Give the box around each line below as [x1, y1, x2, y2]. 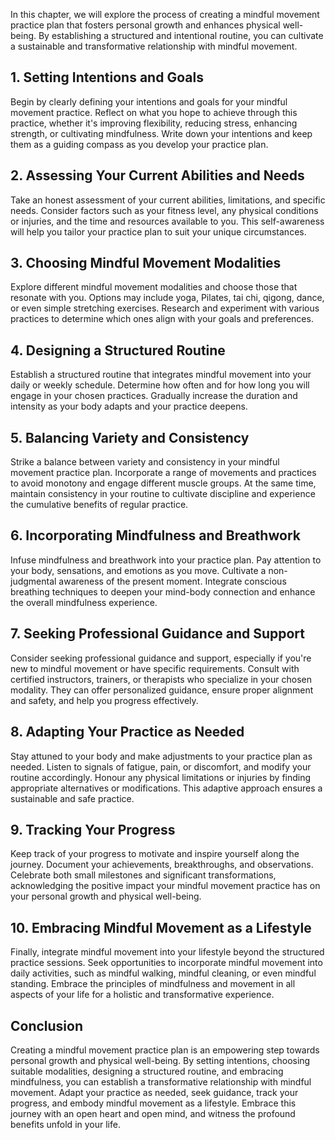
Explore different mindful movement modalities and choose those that [10, 281, 298, 293]
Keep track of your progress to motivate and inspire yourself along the [10, 848, 300, 860]
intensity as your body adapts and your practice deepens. [10, 400, 248, 413]
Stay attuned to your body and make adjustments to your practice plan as [10, 750, 313, 762]
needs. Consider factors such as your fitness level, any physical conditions [10, 204, 319, 216]
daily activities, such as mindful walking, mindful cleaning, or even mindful [10, 967, 317, 979]
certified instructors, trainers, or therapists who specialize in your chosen [10, 673, 312, 685]
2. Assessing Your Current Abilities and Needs [10, 167, 305, 184]
